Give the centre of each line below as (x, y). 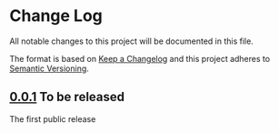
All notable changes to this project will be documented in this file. (132, 41)
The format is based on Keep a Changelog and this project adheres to (140, 58)
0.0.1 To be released (67, 97)
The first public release (53, 118)
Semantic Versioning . (49, 68)
